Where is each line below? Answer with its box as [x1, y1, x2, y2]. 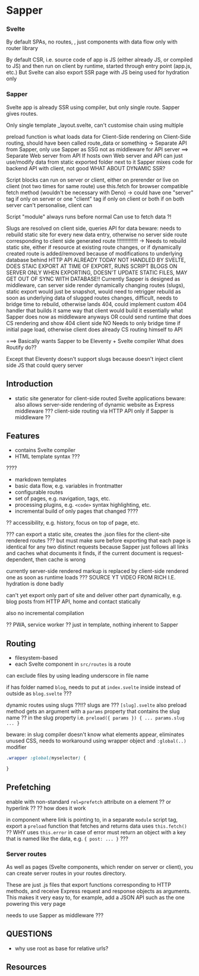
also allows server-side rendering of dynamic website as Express [14, 401, 175, 408]
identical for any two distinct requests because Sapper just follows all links [6, 543, 189, 551]
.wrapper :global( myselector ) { [6, 755, 86, 761]
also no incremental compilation [6, 610, 84, 617]
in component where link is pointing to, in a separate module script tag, [6, 816, 178, 823]
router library [6, 45, 39, 52]
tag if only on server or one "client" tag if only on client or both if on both [6, 195, 185, 202]
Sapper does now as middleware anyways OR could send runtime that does [6, 313, 191, 320]
